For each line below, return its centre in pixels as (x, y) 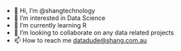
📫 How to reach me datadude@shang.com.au (80, 40)
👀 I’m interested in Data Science (60, 18)
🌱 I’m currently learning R (50, 25)
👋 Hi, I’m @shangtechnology (54, 11)
